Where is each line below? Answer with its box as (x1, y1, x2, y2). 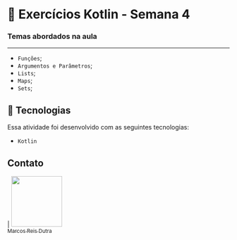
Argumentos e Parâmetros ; (17, 61, 93, 70)
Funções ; (17, 54, 42, 63)
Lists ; (17, 69, 36, 77)
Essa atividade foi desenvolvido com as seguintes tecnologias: (7, 123, 189, 132)
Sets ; (17, 84, 33, 92)
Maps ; (17, 77, 33, 85)
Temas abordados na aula (7, 32, 97, 42)
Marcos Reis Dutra (7, 228, 52, 235)
